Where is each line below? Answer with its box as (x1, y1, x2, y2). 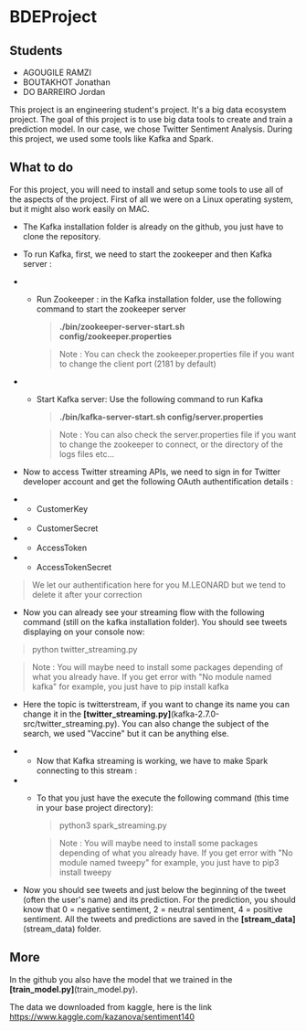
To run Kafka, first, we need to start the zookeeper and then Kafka (22, 249, 272, 260)
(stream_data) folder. (22, 923, 102, 934)
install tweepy (58, 866, 112, 877)
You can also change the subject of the (121, 717, 269, 728)
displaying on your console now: (22, 626, 145, 637)
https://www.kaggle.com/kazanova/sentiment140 (9, 1011, 195, 1022)
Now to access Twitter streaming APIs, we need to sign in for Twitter (22, 466, 281, 477)
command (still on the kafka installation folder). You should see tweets (22, 616, 288, 627)
